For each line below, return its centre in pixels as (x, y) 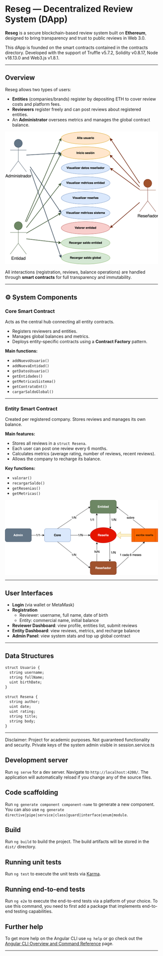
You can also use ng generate (35, 809)
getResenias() (26, 488)
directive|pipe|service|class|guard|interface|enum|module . (66, 815)
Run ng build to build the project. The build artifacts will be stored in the (77, 841)
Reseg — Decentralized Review (69, 9)
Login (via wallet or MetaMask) (43, 605)
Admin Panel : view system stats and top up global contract (71, 636)
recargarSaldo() (28, 484)
